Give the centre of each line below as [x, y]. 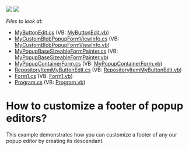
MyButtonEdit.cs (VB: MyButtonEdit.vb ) [62, 33]
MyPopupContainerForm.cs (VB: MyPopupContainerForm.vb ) [88, 64]
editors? [27, 119]
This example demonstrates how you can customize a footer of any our [92, 134]
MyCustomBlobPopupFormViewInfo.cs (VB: [67, 39]
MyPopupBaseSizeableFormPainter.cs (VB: [66, 51]
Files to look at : [24, 21]
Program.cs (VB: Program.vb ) [50, 82]
